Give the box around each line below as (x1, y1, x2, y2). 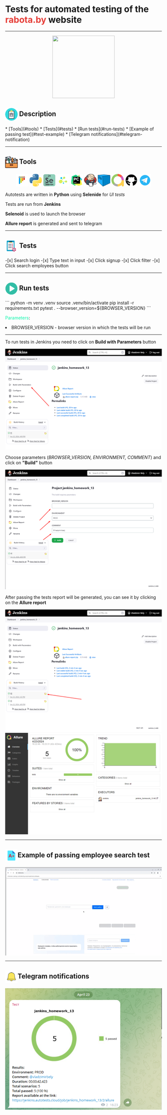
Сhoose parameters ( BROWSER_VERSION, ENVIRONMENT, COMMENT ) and (5, 455, 162, 461)
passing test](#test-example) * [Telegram (5, 131, 90, 137)
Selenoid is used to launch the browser (5, 211, 86, 217)
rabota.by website (5, 14, 82, 25)
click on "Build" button (5, 460, 53, 466)
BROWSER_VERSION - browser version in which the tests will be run (11, 325, 151, 331)
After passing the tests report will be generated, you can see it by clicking (5, 594, 157, 600)
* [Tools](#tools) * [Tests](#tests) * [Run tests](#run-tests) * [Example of (5, 126, 154, 132)
